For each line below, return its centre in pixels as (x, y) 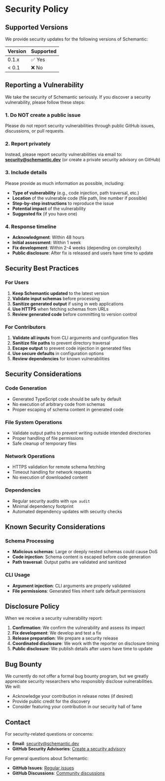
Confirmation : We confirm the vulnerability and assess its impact (79, 628)
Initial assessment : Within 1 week (47, 242)
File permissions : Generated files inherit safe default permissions (79, 591)
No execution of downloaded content (50, 477)
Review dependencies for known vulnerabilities (61, 358)
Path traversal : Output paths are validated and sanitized (69, 562)
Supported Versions (36, 27)
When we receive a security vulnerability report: (54, 618)
